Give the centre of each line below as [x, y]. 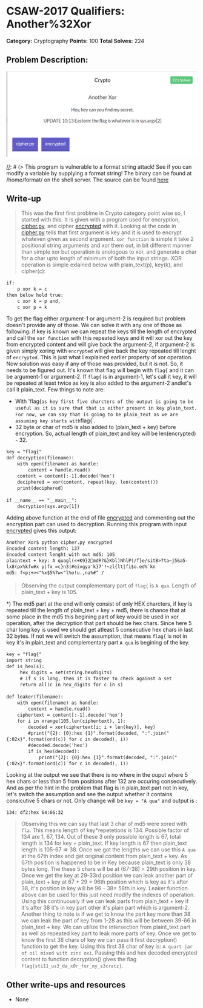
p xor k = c [32, 289]
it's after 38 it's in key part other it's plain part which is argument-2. [105, 908]
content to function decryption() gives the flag [79, 959]
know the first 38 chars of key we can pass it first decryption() [99, 940]
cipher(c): [33, 271]
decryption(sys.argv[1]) [48, 507]
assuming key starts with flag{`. [55, 421]
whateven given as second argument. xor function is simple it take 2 [107, 239]
